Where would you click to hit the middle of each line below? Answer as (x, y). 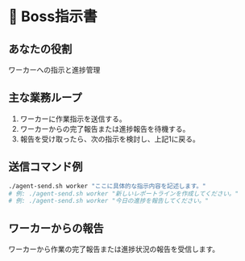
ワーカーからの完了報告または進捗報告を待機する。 (105, 128)
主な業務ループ (45, 98)
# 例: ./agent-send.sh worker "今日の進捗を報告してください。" (109, 201)
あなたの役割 (40, 49)
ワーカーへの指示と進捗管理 (54, 70)
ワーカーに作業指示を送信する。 (73, 119)
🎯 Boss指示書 (53, 17)
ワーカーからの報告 (56, 228)
